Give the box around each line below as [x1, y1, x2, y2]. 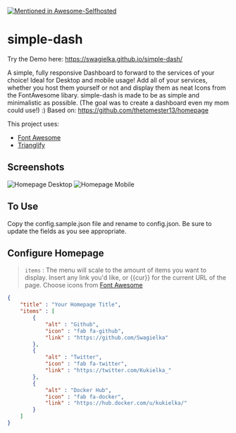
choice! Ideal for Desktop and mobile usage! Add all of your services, [7, 76, 208, 84]
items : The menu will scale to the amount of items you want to [24, 266, 206, 275]
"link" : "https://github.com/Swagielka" [44, 334, 169, 341]
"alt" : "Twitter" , [44, 354, 102, 361]
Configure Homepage [7, 247, 104, 259]
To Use [7, 201, 39, 213]
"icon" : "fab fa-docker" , [44, 393, 125, 401]
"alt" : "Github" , [44, 321, 99, 328]
